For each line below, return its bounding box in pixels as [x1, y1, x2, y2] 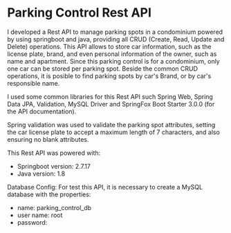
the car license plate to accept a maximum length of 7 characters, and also [7, 128, 220, 136]
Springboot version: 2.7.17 [17, 162, 91, 170]
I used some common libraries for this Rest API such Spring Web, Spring [7, 92, 213, 101]
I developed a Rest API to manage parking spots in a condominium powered [7, 28, 223, 36]
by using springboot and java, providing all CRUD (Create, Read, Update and [7, 35, 225, 43]
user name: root [17, 211, 63, 219]
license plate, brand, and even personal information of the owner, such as [7, 50, 217, 58]
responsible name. [7, 79, 60, 87]
